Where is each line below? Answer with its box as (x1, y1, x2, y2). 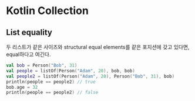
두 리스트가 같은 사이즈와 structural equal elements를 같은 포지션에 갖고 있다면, (6, 44, 190, 50)
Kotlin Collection (6, 4, 89, 18)
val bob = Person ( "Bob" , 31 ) (6, 62, 78, 68)
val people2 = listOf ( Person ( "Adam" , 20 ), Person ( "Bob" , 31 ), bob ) (6, 73, 175, 79)
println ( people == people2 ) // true (6, 79, 96, 85)
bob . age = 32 (6, 84, 38, 90)
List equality (6, 27, 53, 37)
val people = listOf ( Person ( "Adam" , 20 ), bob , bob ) (6, 68, 135, 74)
